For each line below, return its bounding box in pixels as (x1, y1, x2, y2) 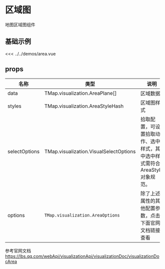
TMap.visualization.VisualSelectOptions (44, 148, 136, 155)
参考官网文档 (5, 247, 31, 253)
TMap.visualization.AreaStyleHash (44, 103, 124, 109)
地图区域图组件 (5, 22, 35, 27)
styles (7, 103, 22, 109)
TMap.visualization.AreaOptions (44, 212, 120, 218)
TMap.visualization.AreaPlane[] (44, 89, 117, 96)
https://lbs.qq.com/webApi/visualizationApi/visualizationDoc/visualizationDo (5, 253, 160, 259)
